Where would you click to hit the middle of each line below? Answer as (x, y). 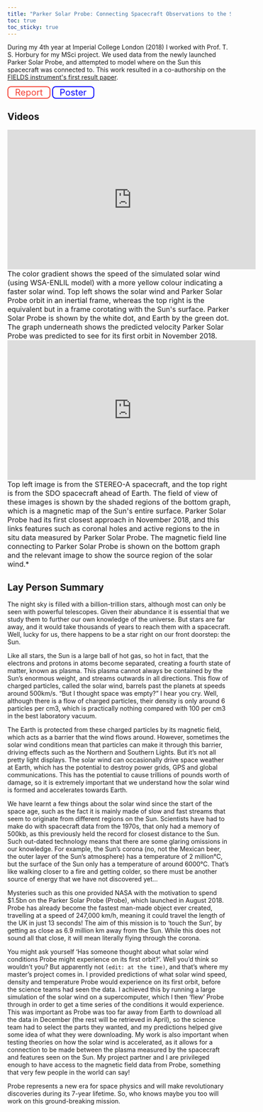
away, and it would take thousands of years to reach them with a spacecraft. (119, 627)
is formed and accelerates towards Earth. (68, 790)
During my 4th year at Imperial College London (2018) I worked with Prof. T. (118, 48)
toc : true (22, 21)
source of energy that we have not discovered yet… (83, 879)
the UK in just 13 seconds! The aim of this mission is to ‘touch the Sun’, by (114, 923)
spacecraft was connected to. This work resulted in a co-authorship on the (117, 70)
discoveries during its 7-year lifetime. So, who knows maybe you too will (113, 1094)
